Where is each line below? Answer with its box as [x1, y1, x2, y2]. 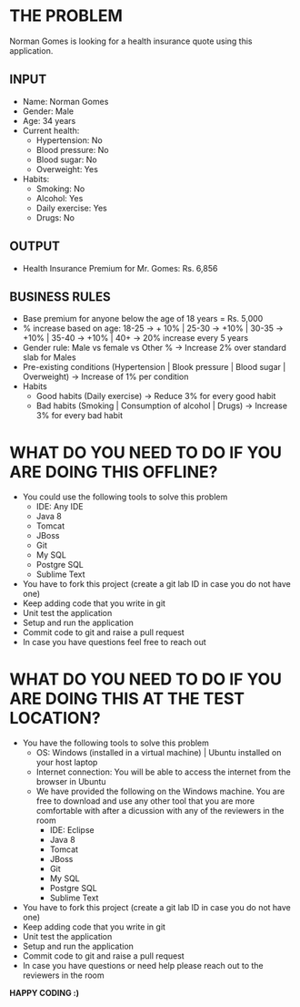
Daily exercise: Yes [35, 202, 107, 213]
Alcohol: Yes [35, 192, 84, 203]
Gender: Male [22, 106, 75, 117]
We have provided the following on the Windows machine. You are [35, 786, 285, 797]
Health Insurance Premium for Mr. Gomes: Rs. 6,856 [22, 262, 218, 273]
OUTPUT [9, 239, 61, 254]
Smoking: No [35, 183, 85, 194]
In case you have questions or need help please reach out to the [22, 961, 264, 971]
